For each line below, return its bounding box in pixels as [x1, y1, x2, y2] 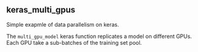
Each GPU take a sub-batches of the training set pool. [6, 39, 142, 46]
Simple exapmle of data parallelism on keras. [6, 21, 119, 28]
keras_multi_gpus [6, 5, 76, 15]
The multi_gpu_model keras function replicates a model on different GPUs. [6, 33, 193, 40]
